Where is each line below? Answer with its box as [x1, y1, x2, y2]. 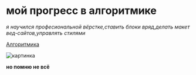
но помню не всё [6, 63, 50, 70]
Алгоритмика [6, 41, 40, 48]
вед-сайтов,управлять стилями [6, 29, 86, 36]
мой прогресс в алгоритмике [6, 4, 157, 17]
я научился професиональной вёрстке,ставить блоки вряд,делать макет [6, 23, 190, 30]
